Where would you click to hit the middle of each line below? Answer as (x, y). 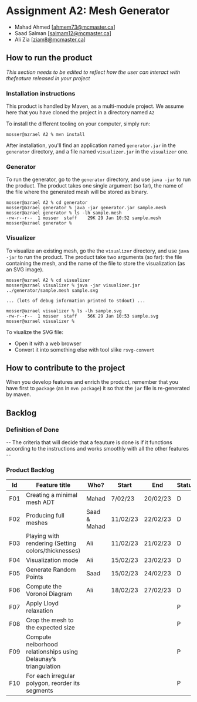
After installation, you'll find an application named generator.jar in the (91, 145)
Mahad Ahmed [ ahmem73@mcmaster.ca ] (65, 27)
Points (35, 577)
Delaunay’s (41, 659)
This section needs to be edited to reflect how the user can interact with (93, 72)
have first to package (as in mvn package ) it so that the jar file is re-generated (98, 389)
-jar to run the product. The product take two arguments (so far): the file (94, 257)
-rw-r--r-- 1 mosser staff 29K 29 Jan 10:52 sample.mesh (84, 218)
